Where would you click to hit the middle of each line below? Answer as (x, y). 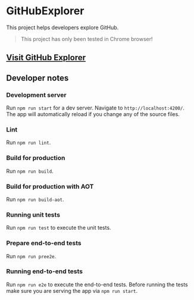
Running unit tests (33, 214)
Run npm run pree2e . (31, 256)
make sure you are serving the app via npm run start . (72, 290)
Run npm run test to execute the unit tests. (59, 228)
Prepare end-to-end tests (44, 243)
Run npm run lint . (29, 143)
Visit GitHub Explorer (46, 58)
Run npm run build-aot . (35, 199)
